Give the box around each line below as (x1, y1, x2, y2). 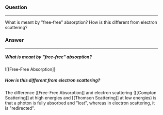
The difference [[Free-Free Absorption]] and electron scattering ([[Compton (5, 89, 157, 96)
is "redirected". (5, 105, 35, 111)
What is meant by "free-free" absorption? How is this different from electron (5, 19, 158, 25)
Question (5, 4, 28, 11)
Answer (5, 37, 24, 44)
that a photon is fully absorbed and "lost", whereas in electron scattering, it (5, 100, 155, 106)
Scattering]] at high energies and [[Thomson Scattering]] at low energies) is (5, 95, 157, 100)
